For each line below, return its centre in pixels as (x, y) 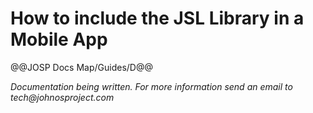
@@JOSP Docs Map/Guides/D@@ (81, 67)
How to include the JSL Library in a (157, 18)
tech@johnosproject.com (62, 97)
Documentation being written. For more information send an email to (151, 86)
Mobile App (59, 39)
